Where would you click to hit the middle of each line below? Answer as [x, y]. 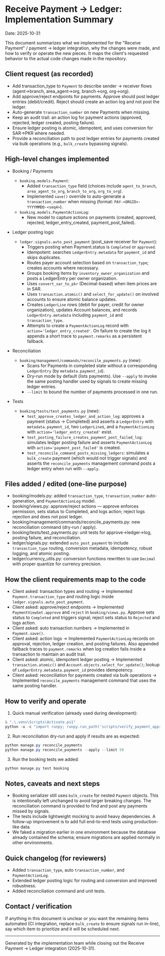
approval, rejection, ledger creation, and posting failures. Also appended [85, 644]
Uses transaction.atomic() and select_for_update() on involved [93, 294]
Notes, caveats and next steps [53, 784]
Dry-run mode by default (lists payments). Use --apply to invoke [92, 376]
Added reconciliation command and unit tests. [59, 891]
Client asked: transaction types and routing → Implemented [72, 591]
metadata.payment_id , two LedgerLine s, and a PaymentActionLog [91, 426]
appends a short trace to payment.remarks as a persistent [84, 336]
